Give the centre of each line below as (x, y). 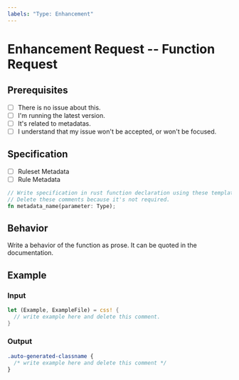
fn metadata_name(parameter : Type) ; (62, 206)
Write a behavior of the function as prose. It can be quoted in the (102, 245)
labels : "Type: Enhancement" (51, 14)
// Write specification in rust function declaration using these (108, 192)
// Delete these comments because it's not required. (89, 200)
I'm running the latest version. (61, 115)
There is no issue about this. (59, 107)
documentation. (31, 253)
